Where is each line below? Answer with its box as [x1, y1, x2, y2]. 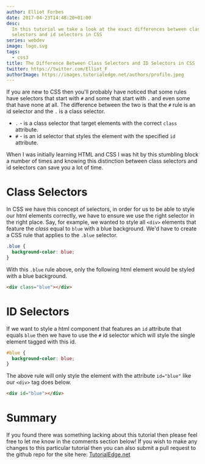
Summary [6, 411, 57, 425]
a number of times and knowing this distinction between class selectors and [6, 157, 198, 165]
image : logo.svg [6, 43, 48, 50]
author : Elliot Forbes [6, 9, 64, 15]
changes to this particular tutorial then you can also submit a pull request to [6, 444, 196, 452]
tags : [6, 49, 20, 55]
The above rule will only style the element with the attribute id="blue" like [6, 372, 192, 380]
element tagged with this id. [6, 337, 76, 345]
